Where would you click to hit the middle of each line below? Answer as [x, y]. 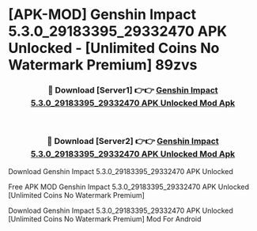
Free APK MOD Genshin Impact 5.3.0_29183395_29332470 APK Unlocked [129, 187]
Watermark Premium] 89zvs [103, 65]
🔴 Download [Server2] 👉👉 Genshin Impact [133, 142]
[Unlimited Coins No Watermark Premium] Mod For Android [105, 218]
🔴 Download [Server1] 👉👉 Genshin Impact [133, 90]
